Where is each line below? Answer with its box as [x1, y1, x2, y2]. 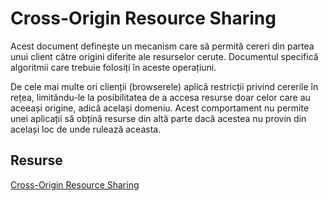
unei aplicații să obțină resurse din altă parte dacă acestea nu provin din [10, 112, 307, 124]
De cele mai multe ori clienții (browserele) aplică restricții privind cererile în [10, 80, 319, 92]
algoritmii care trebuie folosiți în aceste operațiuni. [10, 61, 217, 73]
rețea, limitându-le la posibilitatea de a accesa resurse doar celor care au [10, 91, 311, 103]
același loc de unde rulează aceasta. [10, 123, 162, 135]
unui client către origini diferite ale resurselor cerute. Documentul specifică [10, 50, 319, 62]
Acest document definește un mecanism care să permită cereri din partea [10, 40, 315, 52]
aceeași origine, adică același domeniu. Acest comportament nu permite [10, 102, 310, 114]
